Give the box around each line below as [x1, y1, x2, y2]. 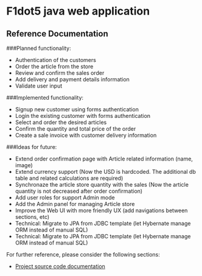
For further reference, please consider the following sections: [6, 251, 160, 258]
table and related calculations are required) [15, 174, 124, 182]
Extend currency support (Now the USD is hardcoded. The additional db [15, 168, 197, 175]
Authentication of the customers [15, 57, 96, 63]
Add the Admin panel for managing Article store [15, 201, 135, 207]
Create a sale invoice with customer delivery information [15, 132, 157, 139]
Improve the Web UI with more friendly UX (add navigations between [15, 207, 188, 214]
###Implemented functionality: [6, 94, 84, 101]
